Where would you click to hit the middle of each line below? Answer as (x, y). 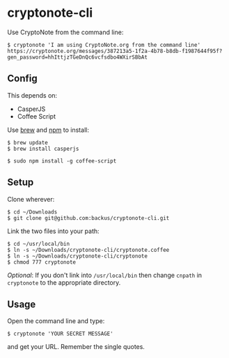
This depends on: (32, 95)
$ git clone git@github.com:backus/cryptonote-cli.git (88, 218)
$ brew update (28, 142)
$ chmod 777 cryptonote (42, 262)
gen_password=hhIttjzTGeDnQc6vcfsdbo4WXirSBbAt (78, 57)
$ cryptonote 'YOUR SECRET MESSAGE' (60, 334)
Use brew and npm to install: (48, 130)
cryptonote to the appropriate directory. (64, 282)
